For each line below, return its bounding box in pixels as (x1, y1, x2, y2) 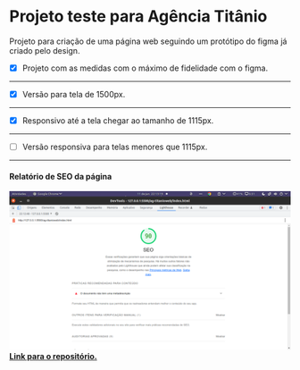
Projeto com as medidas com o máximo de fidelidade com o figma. (21, 63, 269, 73)
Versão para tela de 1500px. (21, 89, 126, 99)
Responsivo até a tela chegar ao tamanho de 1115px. (21, 115, 214, 126)
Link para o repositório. (9, 350, 97, 361)
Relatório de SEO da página (9, 171, 112, 181)
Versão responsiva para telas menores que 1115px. (21, 141, 208, 153)
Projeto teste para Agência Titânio (9, 6, 268, 27)
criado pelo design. (9, 45, 80, 55)
